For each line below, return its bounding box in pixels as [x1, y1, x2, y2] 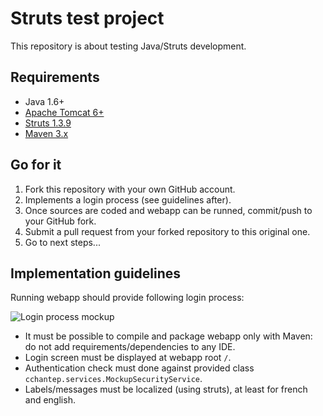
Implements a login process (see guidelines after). [24, 193, 232, 206]
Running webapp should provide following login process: [10, 292, 245, 304]
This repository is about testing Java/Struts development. [10, 40, 247, 52]
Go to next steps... [24, 236, 101, 248]
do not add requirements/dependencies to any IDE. [24, 341, 236, 353]
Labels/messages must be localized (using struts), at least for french [24, 383, 308, 396]
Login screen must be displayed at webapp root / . [24, 352, 232, 364]
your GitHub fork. [24, 215, 97, 227]
